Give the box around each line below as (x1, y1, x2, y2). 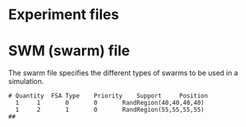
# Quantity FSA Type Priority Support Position (8, 92, 209, 100)
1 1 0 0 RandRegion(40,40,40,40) (15, 99, 205, 107)
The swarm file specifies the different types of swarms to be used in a (8, 68, 239, 78)
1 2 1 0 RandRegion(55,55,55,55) (15, 106, 205, 114)
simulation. (8, 77, 45, 87)
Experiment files (8, 6, 119, 24)
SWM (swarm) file (8, 42, 130, 60)
